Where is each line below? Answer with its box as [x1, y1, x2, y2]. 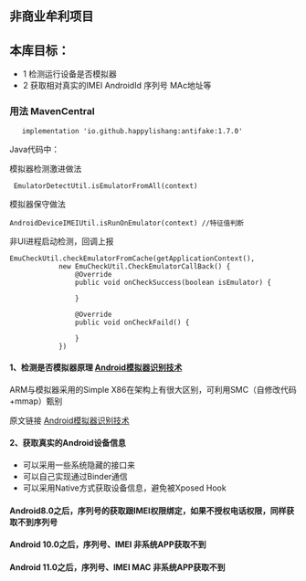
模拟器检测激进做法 [9, 163, 82, 174]
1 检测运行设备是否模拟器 [22, 69, 117, 79]
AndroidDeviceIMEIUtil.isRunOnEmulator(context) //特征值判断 [9, 218, 245, 227]
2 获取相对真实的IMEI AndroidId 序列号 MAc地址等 [22, 80, 212, 91]
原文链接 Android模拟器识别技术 [9, 415, 130, 426]
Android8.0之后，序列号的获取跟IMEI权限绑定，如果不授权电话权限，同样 [9, 505, 287, 516]
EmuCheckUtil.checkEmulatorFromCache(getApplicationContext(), [9, 254, 256, 263]
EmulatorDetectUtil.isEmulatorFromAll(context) [13, 181, 198, 190]
